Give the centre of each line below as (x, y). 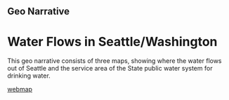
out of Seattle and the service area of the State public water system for (110, 69)
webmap (20, 90)
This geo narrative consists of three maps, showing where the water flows (115, 61)
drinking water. (29, 76)
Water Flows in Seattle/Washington (112, 42)
